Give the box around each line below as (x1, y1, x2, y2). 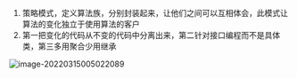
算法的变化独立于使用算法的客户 (21, 19, 140, 29)
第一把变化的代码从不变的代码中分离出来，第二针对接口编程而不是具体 (21, 30, 281, 40)
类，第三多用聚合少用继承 (21, 41, 117, 51)
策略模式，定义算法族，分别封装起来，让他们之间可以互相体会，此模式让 (21, 8, 288, 18)
